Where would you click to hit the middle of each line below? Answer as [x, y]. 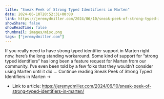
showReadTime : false [26, 28]
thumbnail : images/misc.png [34, 32]
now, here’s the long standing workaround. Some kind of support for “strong [82, 56]
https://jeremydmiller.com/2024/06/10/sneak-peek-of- [97, 86]
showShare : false [23, 23]
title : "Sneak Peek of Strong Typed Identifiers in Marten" [68, 10]
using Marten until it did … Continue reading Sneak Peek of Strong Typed [79, 71]
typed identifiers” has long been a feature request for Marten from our [76, 61]
